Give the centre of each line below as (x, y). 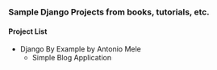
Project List (28, 31)
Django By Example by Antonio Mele (80, 49)
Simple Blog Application (71, 58)
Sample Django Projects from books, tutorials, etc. (109, 12)
